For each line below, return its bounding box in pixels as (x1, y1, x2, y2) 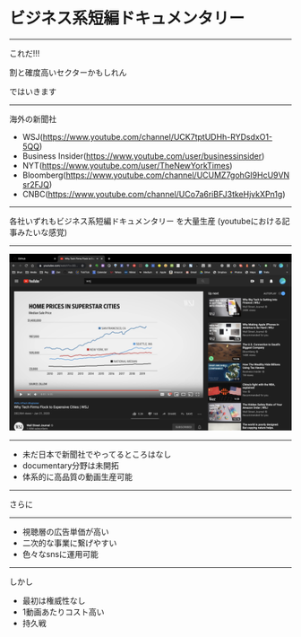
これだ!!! (9, 48, 40, 58)
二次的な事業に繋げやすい (21, 537, 117, 548)
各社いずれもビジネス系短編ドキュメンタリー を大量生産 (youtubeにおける (9, 215, 282, 226)
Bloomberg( (21, 170, 66, 180)
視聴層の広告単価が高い (21, 526, 109, 537)
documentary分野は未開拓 (21, 459, 119, 471)
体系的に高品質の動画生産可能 (21, 471, 133, 482)
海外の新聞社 (9, 113, 56, 124)
